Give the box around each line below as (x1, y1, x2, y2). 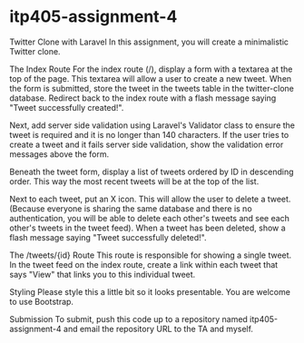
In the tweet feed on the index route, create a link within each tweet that (9, 259, 279, 269)
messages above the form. (9, 148, 110, 160)
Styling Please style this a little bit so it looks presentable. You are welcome (9, 286, 290, 297)
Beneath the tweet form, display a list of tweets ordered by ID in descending (9, 166, 294, 177)
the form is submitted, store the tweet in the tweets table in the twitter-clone (9, 83, 295, 93)
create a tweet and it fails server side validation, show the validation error (9, 139, 284, 150)
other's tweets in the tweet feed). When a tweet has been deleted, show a (9, 222, 286, 233)
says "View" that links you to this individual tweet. (9, 269, 196, 279)
